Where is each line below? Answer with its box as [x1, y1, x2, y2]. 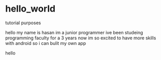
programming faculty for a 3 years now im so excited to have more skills [5, 35, 156, 41]
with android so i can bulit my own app [5, 40, 86, 46]
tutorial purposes [5, 20, 41, 26]
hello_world [5, 3, 56, 15]
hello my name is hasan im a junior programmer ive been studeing [5, 29, 143, 35]
